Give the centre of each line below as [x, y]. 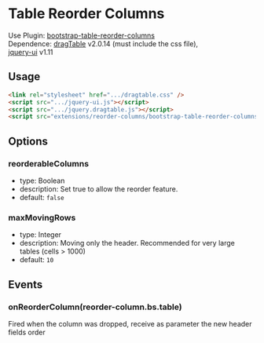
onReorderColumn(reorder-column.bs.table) [95, 307]
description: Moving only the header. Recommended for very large [127, 243]
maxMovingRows [42, 217]
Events [26, 285]
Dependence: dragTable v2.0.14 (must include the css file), [103, 43]
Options [28, 141]
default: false [42, 197]
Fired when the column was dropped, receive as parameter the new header [130, 323]
